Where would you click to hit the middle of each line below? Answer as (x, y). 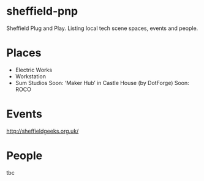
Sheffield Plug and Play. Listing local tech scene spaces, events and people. (102, 28)
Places (24, 53)
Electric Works (34, 70)
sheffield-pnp (42, 11)
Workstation (30, 76)
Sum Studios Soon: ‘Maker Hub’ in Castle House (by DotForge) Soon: (102, 83)
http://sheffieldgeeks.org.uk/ (43, 131)
